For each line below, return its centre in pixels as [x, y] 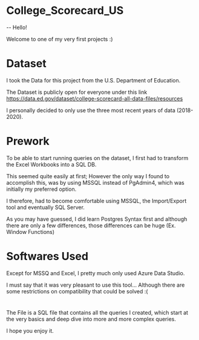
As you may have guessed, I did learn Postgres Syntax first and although [97, 219]
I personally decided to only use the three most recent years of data [91, 110]
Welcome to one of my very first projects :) [60, 39]
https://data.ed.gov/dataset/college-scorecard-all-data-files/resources [95, 98]
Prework [28, 142]
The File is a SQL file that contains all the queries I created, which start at [97, 312]
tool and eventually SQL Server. [45, 207]
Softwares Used [47, 256]
